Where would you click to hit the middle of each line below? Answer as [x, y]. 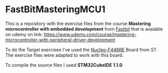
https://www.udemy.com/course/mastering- [90, 34]
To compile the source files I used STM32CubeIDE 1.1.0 [64, 65]
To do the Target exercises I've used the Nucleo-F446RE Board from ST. [81, 50]
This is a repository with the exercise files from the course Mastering [78, 23]
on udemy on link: [24, 34]
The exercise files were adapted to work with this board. [64, 55]
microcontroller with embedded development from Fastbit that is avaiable [84, 29]
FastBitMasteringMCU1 [55, 9]
